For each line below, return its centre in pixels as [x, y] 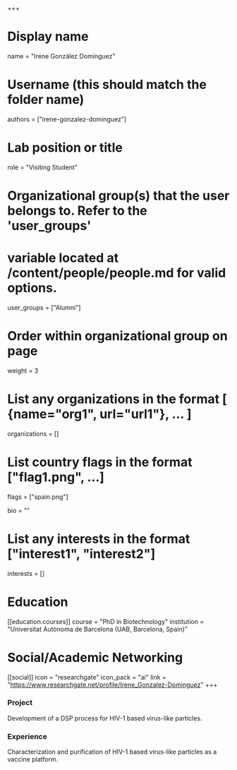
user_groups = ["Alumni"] [44, 307]
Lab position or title [65, 148]
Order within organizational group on [117, 336]
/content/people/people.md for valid [117, 273]
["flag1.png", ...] [56, 477]
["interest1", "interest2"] [81, 554]
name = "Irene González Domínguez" [61, 56]
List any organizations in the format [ [117, 399]
